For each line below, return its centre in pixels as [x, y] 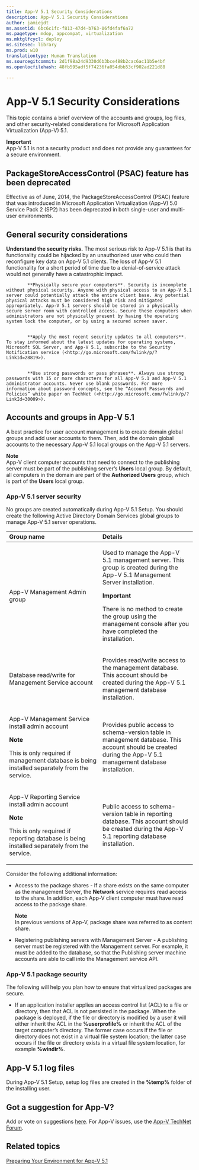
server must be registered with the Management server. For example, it [101, 946]
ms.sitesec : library [32, 45]
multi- [178, 210]
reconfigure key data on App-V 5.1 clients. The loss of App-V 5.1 [84, 261]
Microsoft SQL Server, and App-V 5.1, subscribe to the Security [88, 347]
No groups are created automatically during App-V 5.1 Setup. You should [94, 510]
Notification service [33, 352]
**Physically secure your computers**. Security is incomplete [107, 285]
